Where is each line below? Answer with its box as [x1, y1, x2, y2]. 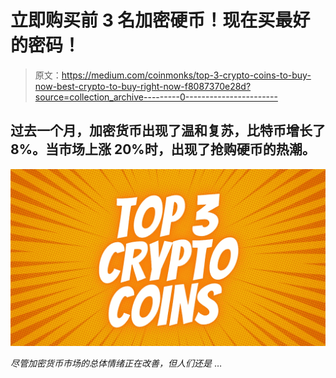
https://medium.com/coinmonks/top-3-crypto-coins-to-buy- [61, 69, 312, 81]
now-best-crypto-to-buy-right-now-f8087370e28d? [34, 80, 252, 92]
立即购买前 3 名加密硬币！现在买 [10, 9, 276, 32]
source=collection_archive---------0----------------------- [34, 91, 278, 103]
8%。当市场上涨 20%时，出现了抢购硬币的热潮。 [10, 141, 316, 158]
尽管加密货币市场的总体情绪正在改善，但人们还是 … [10, 357, 223, 370]
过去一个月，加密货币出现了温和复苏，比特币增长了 [10, 122, 326, 140]
